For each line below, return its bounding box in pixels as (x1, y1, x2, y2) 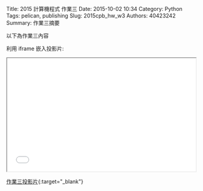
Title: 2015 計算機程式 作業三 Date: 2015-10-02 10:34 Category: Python (6, 5, 183, 12)
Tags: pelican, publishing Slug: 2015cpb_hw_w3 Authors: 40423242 (6, 12, 176, 19)
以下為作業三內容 (6, 32, 49, 39)
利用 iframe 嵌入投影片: (6, 45, 65, 52)
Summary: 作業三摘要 (6, 19, 60, 26)
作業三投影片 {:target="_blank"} (6, 178, 83, 185)
